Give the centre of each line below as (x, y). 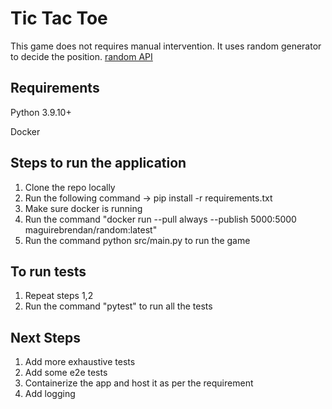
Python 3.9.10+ (41, 112)
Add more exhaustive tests (80, 362)
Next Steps (45, 337)
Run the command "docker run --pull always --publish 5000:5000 (160, 219)
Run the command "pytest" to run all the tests (118, 306)
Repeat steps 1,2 (59, 296)
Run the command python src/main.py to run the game (137, 240)
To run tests (48, 271)
